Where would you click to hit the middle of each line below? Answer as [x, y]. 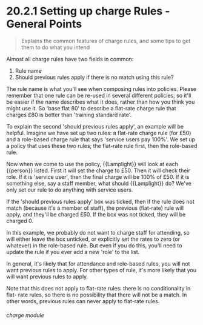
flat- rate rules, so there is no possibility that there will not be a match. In [97, 295]
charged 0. [20, 221]
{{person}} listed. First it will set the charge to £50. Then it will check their [98, 170]
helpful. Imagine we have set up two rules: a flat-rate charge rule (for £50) [99, 133]
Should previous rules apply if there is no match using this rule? [94, 77]
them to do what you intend [55, 47]
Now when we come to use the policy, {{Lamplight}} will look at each [92, 164]
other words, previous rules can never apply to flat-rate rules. [83, 301]
